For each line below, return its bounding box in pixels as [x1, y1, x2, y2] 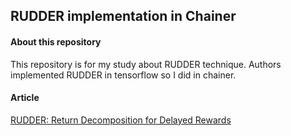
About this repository [10, 35, 102, 48]
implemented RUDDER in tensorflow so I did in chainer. [10, 69, 237, 81]
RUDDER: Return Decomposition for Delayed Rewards [10, 114, 232, 126]
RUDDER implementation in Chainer [10, 8, 237, 25]
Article [10, 92, 40, 104]
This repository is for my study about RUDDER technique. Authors [10, 58, 282, 70]
